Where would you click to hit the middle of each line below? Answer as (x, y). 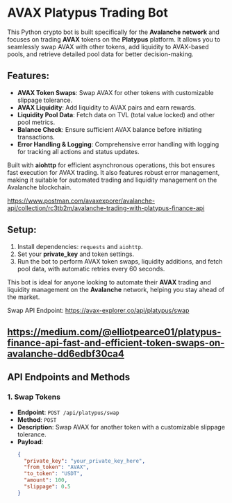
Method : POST (37, 419)
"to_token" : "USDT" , (53, 474)
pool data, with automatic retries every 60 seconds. (91, 268)
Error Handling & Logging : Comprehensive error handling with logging (118, 144)
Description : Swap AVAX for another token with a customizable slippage (121, 427)
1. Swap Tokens (34, 397)
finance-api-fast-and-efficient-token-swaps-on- (116, 342)
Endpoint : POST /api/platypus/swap (68, 412)
